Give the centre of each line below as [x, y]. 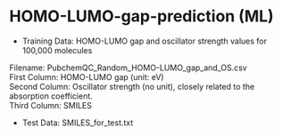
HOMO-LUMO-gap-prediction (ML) [141, 16]
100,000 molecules [57, 50]
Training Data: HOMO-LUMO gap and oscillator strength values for [145, 41]
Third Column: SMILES [50, 105]
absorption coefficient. [51, 96]
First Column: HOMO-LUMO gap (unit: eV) [87, 76]
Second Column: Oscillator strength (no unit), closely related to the [132, 86]
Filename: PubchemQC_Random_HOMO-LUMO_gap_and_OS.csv [128, 68]
